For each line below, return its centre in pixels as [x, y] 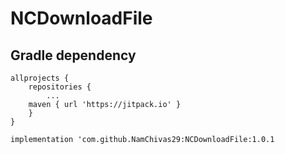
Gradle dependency [73, 55]
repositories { [60, 87]
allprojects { [40, 78]
